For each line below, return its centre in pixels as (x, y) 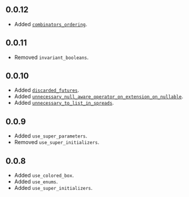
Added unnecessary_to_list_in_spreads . (64, 103)
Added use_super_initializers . (53, 188)
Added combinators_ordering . (51, 24)
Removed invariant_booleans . (51, 57)
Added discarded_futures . (47, 90)
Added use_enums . (36, 182)
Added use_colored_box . (44, 176)
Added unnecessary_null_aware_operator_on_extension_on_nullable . (99, 96)
